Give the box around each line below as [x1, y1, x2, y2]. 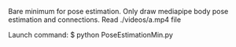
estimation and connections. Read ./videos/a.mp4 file [8, 15, 182, 24]
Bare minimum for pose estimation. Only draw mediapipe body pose [8, 7, 229, 16]
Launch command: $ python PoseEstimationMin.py [8, 31, 173, 39]
